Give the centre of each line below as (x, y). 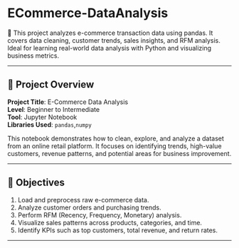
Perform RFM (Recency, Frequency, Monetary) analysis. (100, 215)
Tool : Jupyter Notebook (42, 117)
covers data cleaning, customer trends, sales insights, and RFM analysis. (114, 40)
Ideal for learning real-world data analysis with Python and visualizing (110, 48)
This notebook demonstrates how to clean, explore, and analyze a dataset (116, 138)
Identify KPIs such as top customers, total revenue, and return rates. (118, 230)
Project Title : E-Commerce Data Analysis (68, 102)
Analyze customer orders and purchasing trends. (89, 207)
